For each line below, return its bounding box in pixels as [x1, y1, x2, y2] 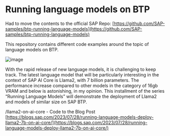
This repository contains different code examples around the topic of [5, 41, 149, 47]
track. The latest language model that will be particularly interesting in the [5, 71, 159, 77]
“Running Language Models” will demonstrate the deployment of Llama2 [5, 93, 157, 99]
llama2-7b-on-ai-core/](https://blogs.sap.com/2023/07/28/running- [5, 119, 148, 125]
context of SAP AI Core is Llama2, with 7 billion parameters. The [5, 77, 140, 83]
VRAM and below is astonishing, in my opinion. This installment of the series [5, 88, 165, 94]
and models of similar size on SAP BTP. [5, 98, 87, 105]
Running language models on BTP [5, 4, 150, 15]
